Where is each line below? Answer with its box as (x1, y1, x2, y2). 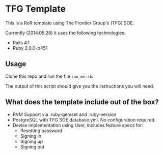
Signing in (20, 133, 42, 139)
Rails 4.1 (12, 39, 30, 46)
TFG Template (5, 3, 66, 15)
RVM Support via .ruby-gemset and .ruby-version (12, 111, 117, 117)
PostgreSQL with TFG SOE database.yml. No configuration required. (12, 116, 156, 122)
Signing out (20, 143, 45, 150)
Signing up (20, 138, 43, 144)
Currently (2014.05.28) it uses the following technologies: (5, 29, 126, 36)
